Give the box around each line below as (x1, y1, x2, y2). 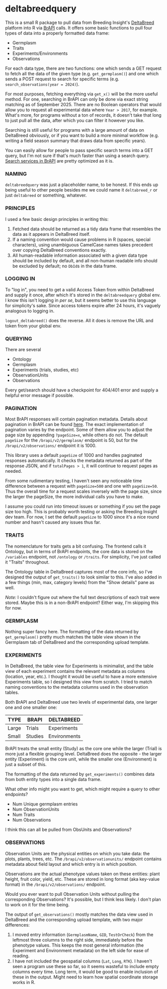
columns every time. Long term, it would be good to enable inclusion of (12, 969, 159, 975)
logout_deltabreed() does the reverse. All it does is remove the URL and (5, 317, 154, 323)
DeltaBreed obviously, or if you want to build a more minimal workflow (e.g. (5, 132, 159, 138)
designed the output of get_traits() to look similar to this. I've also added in (5, 574, 162, 580)
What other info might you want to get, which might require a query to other (5, 786, 160, 792)
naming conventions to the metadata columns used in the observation (5, 684, 148, 690)
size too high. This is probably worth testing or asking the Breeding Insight (5, 509, 158, 515)
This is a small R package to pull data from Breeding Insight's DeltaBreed (5, 19, 155, 25)
